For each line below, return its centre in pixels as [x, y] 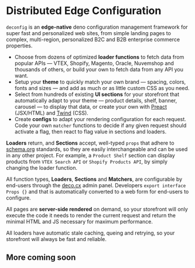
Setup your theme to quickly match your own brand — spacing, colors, [100, 82]
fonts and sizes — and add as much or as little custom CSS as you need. [102, 88]
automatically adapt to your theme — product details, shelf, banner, [96, 100]
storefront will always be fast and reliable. [57, 239]
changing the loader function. [42, 167]
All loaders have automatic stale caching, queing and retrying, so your [90, 233]
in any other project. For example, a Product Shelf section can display [91, 155]
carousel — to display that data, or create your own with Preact [91, 106]
